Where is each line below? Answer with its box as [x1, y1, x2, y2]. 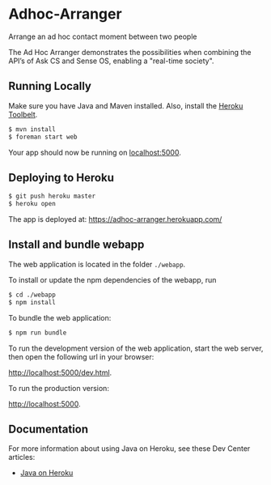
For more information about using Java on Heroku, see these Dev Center [8, 444, 251, 453]
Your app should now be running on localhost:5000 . [8, 147, 182, 157]
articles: [8, 453, 36, 462]
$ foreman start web [8, 133, 78, 141]
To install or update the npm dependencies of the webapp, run [8, 274, 217, 284]
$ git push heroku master [8, 192, 95, 201]
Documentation [8, 422, 89, 436]
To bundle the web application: [8, 313, 112, 322]
